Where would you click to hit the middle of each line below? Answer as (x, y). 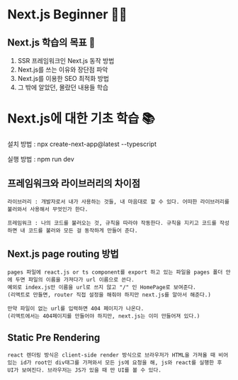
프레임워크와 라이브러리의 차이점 (74, 184)
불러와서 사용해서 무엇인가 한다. (48, 209)
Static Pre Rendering (54, 337)
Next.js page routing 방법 (63, 254)
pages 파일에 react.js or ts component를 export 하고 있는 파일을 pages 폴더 (115, 272)
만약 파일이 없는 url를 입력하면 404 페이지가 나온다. (76, 308)
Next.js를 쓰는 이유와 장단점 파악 (63, 69)
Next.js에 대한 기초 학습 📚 (81, 119)
